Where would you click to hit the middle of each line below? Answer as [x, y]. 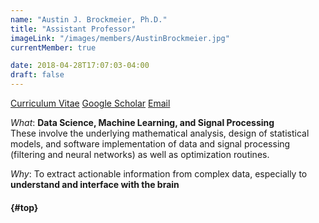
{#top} [24, 207]
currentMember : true [53, 47]
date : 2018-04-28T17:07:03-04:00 [80, 66]
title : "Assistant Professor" [73, 29]
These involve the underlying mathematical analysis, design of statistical [160, 133]
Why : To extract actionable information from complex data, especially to [159, 174]
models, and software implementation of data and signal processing [150, 144]
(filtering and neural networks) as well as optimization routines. [140, 154]
